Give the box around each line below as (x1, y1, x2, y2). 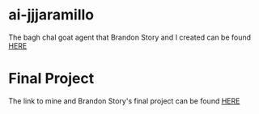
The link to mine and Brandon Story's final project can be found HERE (8, 95, 240, 106)
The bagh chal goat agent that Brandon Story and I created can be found (8, 32, 252, 42)
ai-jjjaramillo (8, 6, 95, 24)
